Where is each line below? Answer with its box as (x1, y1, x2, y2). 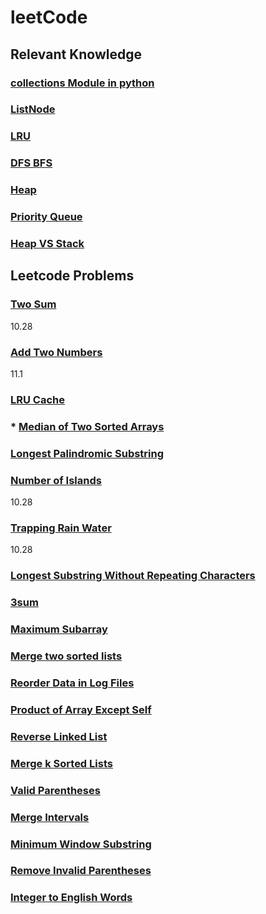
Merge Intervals (10, 810, 90, 824)
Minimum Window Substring (10, 837, 152, 851)
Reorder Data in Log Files (10, 676, 135, 690)
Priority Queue (10, 210, 83, 224)
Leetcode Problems (10, 267, 135, 285)
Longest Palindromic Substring (10, 446, 165, 460)
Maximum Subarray (10, 622, 108, 636)
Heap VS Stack (10, 237, 85, 251)
